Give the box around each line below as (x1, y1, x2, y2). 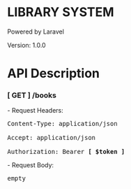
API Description (7, 66, 100, 81)
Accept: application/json (7, 134, 96, 142)
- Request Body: (7, 161, 54, 169)
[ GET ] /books (7, 90, 57, 100)
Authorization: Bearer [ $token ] (7, 148, 125, 156)
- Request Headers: (7, 106, 64, 115)
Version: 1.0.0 (7, 41, 47, 49)
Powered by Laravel (7, 27, 65, 36)
